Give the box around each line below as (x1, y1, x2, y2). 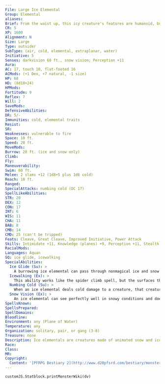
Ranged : (5, 182, 21, 187)
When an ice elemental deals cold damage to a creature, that (14, 287, 144, 292)
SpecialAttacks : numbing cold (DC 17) (5, 186, 84, 191)
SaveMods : (5, 104, 26, 109)
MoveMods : (5, 145, 26, 150)
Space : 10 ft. (5, 136, 34, 141)
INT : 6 (5, 209, 19, 214)
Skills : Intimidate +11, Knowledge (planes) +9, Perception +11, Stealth (5, 241, 160, 246)
